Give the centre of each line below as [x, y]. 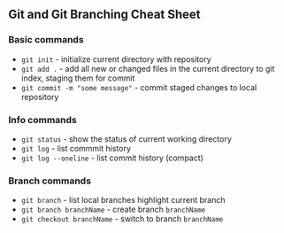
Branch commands [50, 181]
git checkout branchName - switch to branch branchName [122, 219]
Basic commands [46, 40]
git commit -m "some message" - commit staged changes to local [139, 87]
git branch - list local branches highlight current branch [123, 200]
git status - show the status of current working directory [126, 139]
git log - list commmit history [76, 148]
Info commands [42, 120]
